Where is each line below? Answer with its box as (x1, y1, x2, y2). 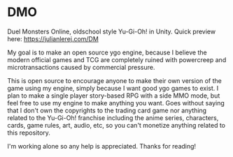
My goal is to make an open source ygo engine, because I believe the (7, 48, 208, 57)
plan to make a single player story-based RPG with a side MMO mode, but (7, 91, 220, 100)
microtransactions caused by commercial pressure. (7, 63, 155, 71)
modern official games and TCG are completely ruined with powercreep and (7, 55, 227, 63)
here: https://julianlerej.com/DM (7, 34, 99, 43)
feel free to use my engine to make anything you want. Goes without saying (7, 98, 225, 107)
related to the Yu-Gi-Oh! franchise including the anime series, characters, (7, 113, 219, 122)
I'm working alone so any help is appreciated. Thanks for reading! (7, 142, 197, 150)
